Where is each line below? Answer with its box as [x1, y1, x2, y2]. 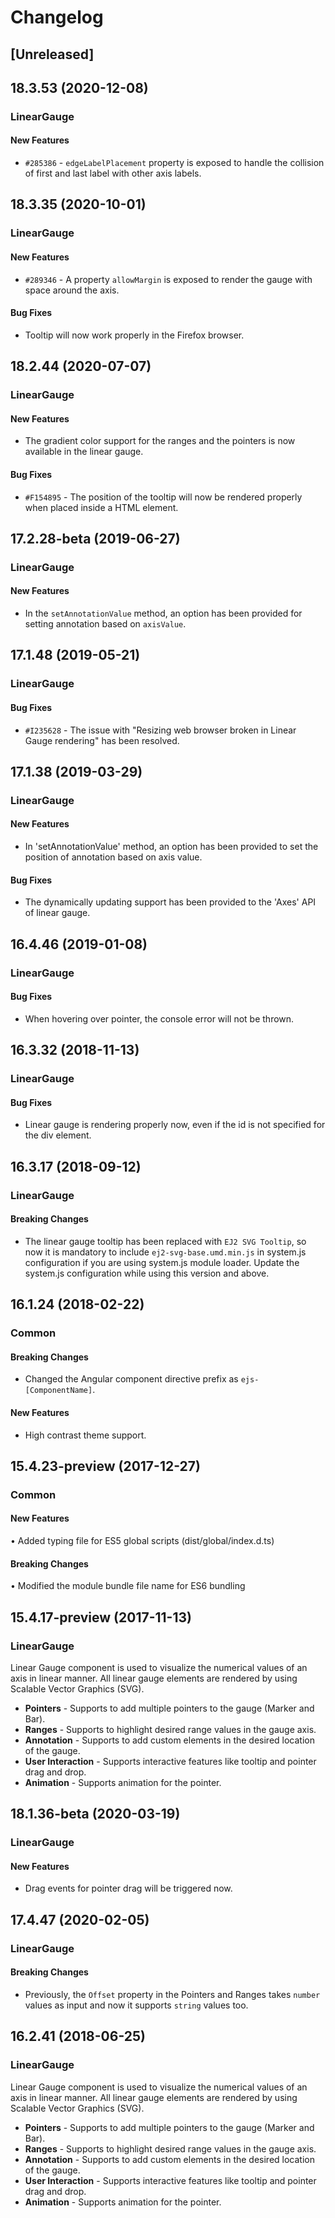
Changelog [10, 6, 104, 29]
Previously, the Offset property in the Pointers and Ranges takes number [24, 1988, 321, 2000]
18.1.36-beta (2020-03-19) [10, 1806, 181, 1823]
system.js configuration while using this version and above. [24, 1267, 270, 1279]
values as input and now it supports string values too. [24, 1999, 249, 2011]
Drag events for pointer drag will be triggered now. [24, 1882, 233, 1895]
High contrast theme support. [24, 1429, 147, 1441]
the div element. [24, 1129, 92, 1141]
